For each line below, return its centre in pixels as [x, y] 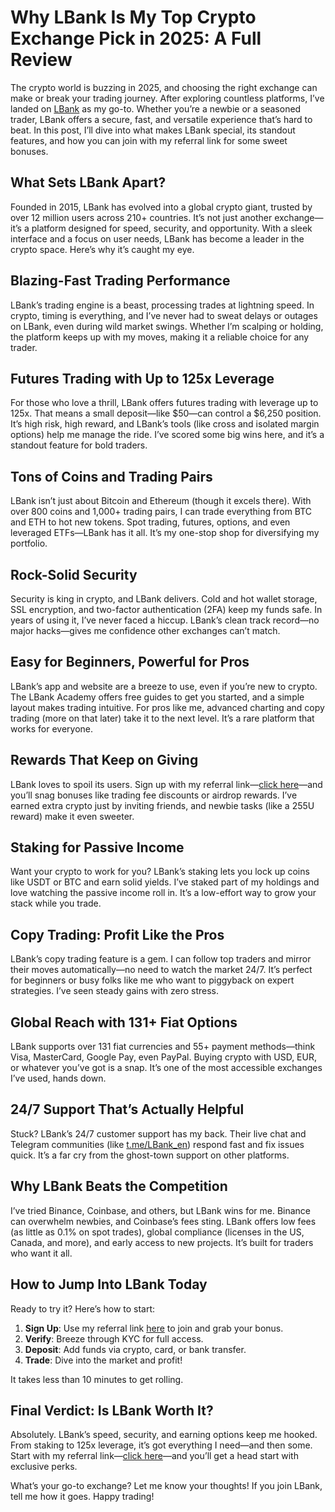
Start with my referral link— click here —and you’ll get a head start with [154, 1456]
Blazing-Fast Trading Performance [120, 281]
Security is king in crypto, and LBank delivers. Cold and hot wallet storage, [164, 599]
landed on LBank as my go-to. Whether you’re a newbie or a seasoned [156, 108]
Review [41, 60]
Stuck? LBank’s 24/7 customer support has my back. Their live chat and [158, 1133]
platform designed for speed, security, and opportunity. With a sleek [172, 228]
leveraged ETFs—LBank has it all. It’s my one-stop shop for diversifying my [165, 533]
